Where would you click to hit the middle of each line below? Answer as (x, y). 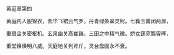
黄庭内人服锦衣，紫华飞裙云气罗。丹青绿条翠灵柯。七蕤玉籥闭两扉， (89, 21)
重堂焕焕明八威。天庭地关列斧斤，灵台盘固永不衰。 (68, 46)
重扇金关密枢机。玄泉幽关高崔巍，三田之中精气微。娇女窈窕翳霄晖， (89, 33)
